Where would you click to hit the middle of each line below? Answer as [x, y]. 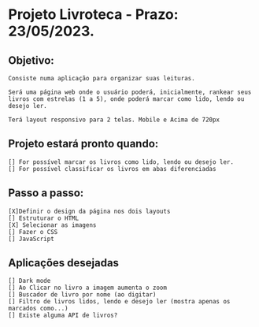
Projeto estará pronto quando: [83, 144]
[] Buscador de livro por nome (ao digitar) [82, 295]
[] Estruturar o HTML [44, 218]
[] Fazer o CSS [33, 232]
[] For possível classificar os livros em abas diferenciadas [112, 169]
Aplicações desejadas [64, 263]
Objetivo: [31, 60]
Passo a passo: [46, 193]
